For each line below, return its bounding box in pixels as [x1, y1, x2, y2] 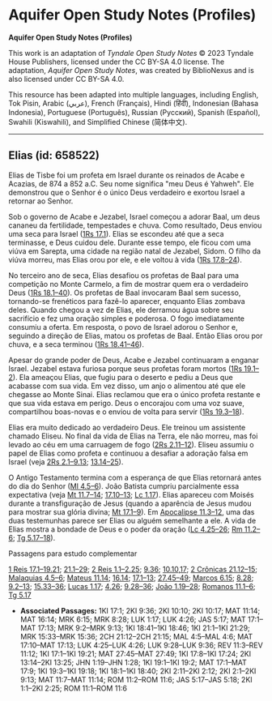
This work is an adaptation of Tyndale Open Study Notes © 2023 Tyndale [8, 48, 254, 58]
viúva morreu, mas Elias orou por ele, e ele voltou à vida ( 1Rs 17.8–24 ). [8, 254, 243, 264]
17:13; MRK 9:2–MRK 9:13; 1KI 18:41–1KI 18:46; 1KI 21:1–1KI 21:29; [37, 622, 251, 633]
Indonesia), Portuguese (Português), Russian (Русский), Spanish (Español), [8, 107, 261, 117]
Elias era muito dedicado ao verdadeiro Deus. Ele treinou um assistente [8, 422, 246, 432]
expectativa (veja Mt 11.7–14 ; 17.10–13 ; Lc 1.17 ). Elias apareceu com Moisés [8, 489, 254, 499]
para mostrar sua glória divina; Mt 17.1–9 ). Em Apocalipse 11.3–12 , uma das [8, 507, 255, 516]
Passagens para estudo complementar [8, 549, 138, 558]
